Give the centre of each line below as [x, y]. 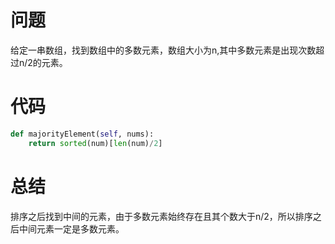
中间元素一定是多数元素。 [71, 228]
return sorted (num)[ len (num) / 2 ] [95, 143]
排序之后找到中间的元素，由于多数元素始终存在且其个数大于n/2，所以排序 [161, 216]
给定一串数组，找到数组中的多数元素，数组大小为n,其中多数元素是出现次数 [163, 50]
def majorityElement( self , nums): [82, 134]
